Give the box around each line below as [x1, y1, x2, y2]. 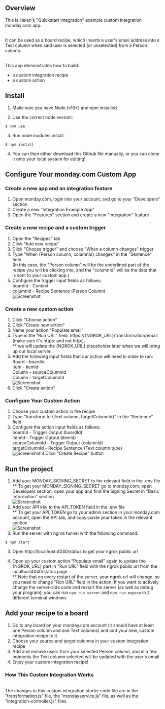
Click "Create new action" [12, 322, 65, 328]
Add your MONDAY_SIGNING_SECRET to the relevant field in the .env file [12, 478, 160, 484]
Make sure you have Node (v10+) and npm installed [12, 105, 117, 111]
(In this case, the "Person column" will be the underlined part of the [12, 262, 149, 268]
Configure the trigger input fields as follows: [12, 277, 102, 283]
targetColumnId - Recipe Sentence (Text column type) [12, 445, 122, 451]
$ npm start [5, 540, 30, 545]
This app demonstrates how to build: [5, 62, 80, 68]
